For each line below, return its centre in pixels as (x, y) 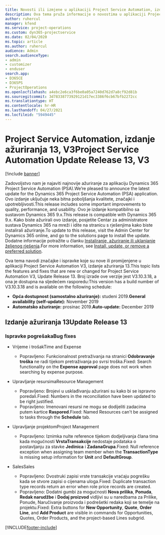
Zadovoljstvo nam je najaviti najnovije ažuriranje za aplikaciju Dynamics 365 (82, 183)
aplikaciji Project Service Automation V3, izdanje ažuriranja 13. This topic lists (82, 266)
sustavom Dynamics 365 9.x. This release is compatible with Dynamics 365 (81, 214)
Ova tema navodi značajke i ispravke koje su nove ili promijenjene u (73, 261)
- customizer (18, 64)
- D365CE (14, 78)
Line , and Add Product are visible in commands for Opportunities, (86, 513)
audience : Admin (22, 51)
